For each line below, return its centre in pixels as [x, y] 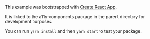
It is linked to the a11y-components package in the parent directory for [75, 16]
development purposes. [29, 22]
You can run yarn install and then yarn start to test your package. [73, 31]
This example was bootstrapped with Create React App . [61, 7]
